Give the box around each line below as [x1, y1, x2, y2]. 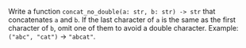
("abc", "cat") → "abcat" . [8, 31, 96, 41]
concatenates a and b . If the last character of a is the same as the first [8, 15, 236, 24]
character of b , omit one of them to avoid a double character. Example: [8, 24, 239, 32]
